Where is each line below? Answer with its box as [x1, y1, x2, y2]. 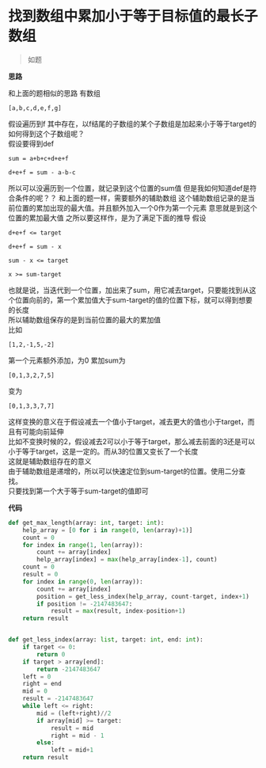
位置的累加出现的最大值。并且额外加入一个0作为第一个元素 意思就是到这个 [14, 203, 257, 212]
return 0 [36, 650, 66, 658]
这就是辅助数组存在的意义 [8, 456, 92, 466]
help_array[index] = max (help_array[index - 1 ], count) [36, 556, 218, 564]
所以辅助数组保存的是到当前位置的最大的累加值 [8, 314, 161, 325]
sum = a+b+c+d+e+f [8, 154, 69, 162]
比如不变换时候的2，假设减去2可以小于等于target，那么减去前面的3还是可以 [8, 436, 256, 446]
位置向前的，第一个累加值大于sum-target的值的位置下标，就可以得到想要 [14, 295, 253, 305]
